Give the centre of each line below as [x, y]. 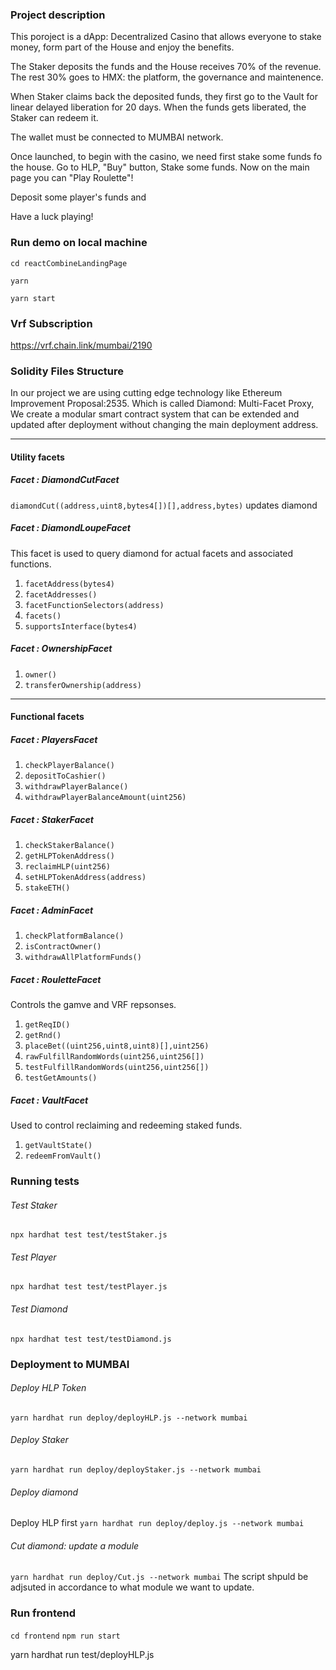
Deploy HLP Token [48, 1388]
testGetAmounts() [61, 1078]
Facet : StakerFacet [52, 819]
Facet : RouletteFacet [56, 979]
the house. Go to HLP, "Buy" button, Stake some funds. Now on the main [160, 167]
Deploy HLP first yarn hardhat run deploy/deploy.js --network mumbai [157, 1523]
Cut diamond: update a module [75, 1545]
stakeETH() [47, 888]
